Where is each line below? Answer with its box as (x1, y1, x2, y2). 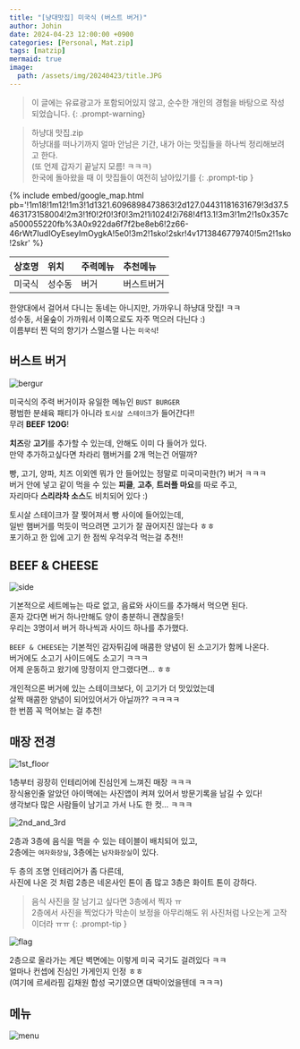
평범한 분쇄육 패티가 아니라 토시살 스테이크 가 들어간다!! (9, 407, 195, 418)
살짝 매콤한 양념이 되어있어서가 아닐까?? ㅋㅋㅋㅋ (9, 695, 181, 705)
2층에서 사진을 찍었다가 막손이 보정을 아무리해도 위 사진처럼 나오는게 (30, 908, 271, 918)
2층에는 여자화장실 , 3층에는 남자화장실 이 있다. (9, 847, 159, 857)
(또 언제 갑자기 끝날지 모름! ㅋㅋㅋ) (30, 160, 152, 171)
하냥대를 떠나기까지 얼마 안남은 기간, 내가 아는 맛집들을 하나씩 (30, 138, 247, 149)
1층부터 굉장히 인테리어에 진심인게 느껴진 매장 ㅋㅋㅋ (9, 777, 193, 788)
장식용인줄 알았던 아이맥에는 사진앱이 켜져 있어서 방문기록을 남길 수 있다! (9, 789, 262, 799)
